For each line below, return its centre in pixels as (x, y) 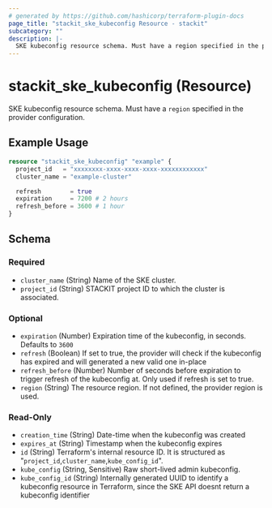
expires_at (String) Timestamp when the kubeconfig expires (121, 444)
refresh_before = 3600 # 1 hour (70, 207)
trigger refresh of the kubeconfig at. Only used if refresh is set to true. (137, 379)
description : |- (36, 39)
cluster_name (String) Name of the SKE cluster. (98, 280)
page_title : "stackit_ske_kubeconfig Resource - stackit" (108, 24)
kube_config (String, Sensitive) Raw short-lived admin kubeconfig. (130, 469)
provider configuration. (47, 118)
